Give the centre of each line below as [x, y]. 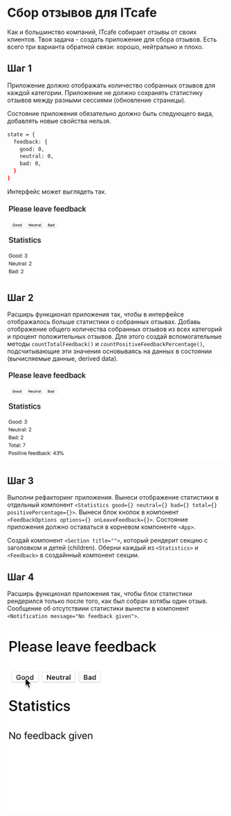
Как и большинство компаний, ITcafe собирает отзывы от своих [102, 32]
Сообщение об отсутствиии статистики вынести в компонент [98, 609]
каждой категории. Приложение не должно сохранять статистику [105, 92]
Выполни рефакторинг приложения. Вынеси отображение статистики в [113, 498]
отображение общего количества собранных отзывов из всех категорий [115, 329]
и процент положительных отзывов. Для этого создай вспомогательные [115, 337]
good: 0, [32, 149]
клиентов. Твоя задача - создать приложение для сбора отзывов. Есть [112, 39]
